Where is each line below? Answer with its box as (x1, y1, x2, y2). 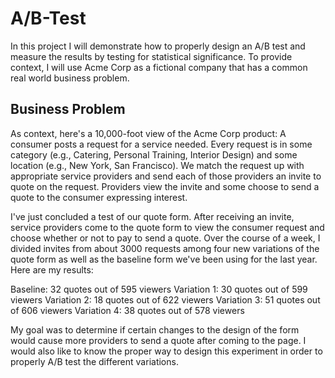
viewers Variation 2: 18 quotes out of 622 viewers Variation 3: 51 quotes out (10, 293, 321, 306)
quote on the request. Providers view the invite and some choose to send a (10, 180, 320, 192)
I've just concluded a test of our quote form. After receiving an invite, (10, 210, 295, 222)
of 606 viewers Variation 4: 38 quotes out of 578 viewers (10, 304, 245, 316)
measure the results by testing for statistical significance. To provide (10, 50, 293, 62)
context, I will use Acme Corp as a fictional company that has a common (10, 61, 308, 73)
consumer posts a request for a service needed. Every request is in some (10, 138, 313, 150)
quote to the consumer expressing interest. (10, 191, 188, 203)
